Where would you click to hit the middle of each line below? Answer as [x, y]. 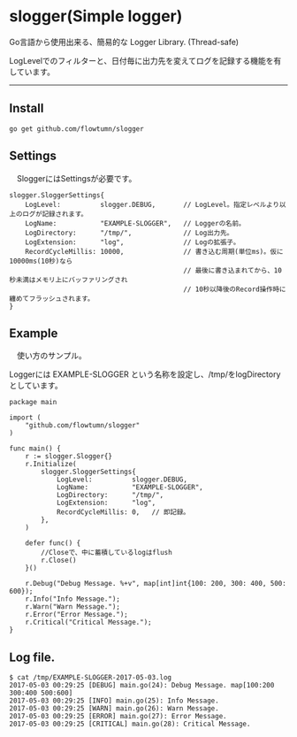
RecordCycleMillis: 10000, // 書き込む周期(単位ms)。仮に [154, 251]
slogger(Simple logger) [96, 16]
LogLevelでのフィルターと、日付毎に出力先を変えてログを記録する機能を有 [145, 60]
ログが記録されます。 [55, 214]
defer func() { [53, 543]
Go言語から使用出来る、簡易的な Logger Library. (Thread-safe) [124, 42]
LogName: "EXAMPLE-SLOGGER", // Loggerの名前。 [135, 223]
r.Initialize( [51, 464]
